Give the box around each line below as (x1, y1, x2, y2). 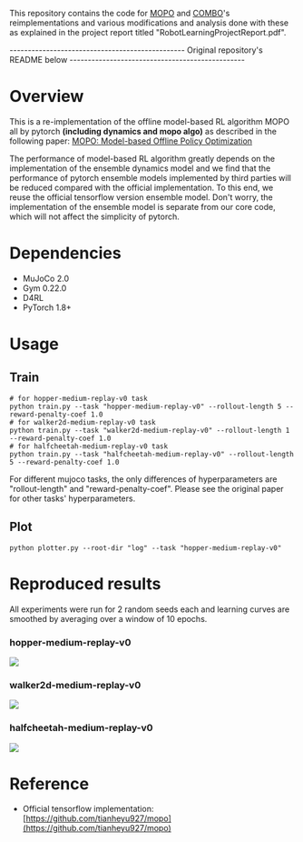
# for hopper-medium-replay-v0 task (9, 394, 148, 403)
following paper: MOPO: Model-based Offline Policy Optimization (9, 135, 252, 146)
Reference (9, 773, 89, 794)
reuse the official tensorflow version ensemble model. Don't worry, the (9, 191, 274, 203)
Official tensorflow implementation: (22, 804, 154, 815)
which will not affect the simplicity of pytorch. (9, 211, 180, 222)
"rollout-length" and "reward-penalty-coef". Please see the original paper (9, 483, 284, 494)
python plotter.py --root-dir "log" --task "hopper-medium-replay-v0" (9, 543, 282, 553)
